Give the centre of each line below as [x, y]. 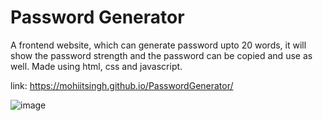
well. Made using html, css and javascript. [96, 66]
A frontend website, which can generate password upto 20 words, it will [158, 45]
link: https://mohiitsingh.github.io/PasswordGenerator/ [122, 85]
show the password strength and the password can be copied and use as [161, 55]
